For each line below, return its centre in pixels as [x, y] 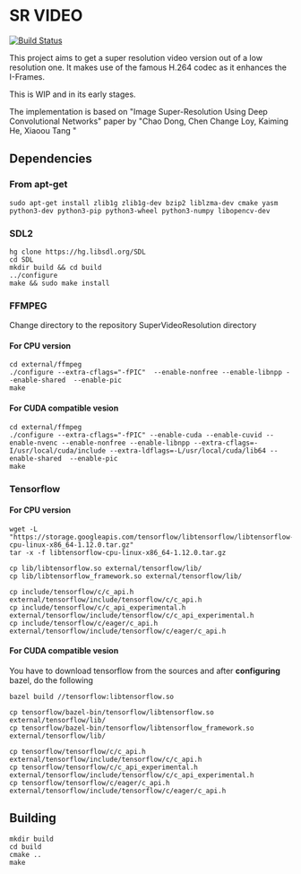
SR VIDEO [46, 16]
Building [33, 818]
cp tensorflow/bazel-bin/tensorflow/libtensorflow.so [112, 712]
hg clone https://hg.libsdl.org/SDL [77, 252]
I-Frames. [27, 76]
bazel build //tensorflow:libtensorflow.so [92, 697]
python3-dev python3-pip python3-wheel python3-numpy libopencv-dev [140, 211]
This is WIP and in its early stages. [73, 94]
